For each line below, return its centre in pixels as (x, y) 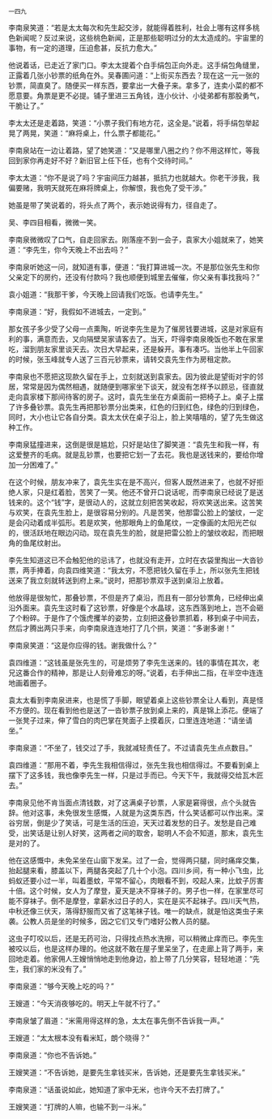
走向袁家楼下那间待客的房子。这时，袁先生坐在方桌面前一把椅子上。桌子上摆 (136, 397)
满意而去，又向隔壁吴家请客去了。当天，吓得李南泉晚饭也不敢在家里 (150, 339)
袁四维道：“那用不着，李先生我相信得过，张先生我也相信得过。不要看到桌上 (134, 765)
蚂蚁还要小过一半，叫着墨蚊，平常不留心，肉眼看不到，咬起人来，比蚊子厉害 (136, 880)
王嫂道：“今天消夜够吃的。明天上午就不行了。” (84, 1003)
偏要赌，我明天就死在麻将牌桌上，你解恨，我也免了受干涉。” (108, 188)
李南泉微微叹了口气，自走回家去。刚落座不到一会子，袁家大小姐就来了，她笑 (136, 239)
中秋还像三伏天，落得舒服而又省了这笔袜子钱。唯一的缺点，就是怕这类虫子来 (136, 911)
